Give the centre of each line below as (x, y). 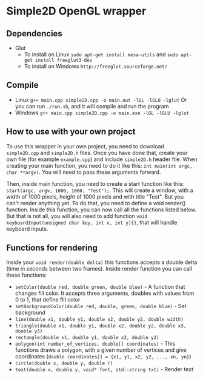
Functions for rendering (52, 248)
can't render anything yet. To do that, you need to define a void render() (96, 203)
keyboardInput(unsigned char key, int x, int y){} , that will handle (92, 222)
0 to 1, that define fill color (48, 300)
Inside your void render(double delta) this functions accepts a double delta (102, 262)
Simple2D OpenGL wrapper (76, 11)
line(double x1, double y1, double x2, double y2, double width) (99, 320)
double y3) (29, 331)
